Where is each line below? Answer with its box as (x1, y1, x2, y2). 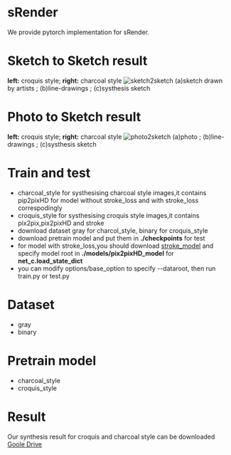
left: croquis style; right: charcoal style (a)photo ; (7, 132, 201, 141)
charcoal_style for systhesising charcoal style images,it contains (17, 188, 207, 197)
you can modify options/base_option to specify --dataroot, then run (17, 264, 216, 273)
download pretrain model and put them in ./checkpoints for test (17, 234, 205, 242)
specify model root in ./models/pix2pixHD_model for (17, 249, 174, 257)
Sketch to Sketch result (7, 53, 148, 69)
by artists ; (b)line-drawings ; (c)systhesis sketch (7, 83, 151, 93)
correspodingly (17, 204, 63, 212)
